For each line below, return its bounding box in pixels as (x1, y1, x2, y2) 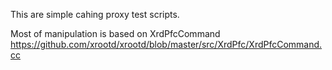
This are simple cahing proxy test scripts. (10, 9, 180, 20)
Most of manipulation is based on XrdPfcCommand (10, 28, 221, 39)
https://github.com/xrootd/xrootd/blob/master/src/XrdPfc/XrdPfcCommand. (10, 39, 323, 50)
